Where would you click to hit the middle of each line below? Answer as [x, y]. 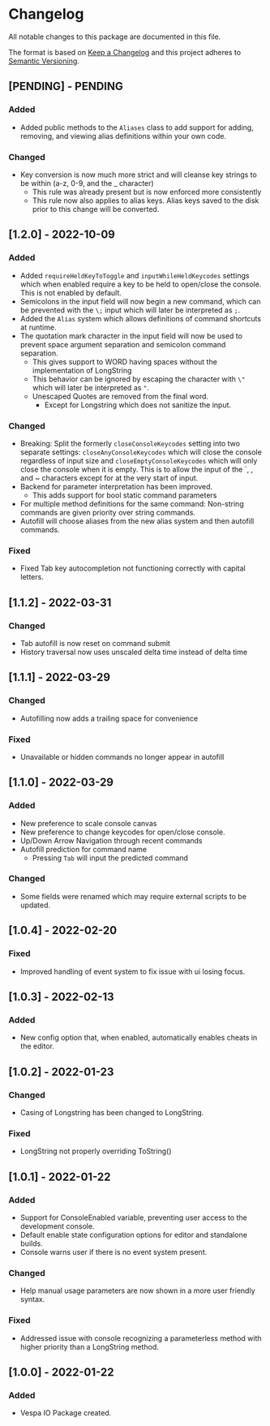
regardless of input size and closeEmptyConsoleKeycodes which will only [139, 460]
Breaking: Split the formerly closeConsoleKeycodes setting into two [130, 443]
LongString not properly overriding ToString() [96, 1151]
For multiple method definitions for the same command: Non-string [132, 503]
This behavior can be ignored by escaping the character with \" [139, 379]
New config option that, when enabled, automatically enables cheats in [139, 1038]
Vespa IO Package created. [66, 1413]
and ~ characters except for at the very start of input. [109, 478]
